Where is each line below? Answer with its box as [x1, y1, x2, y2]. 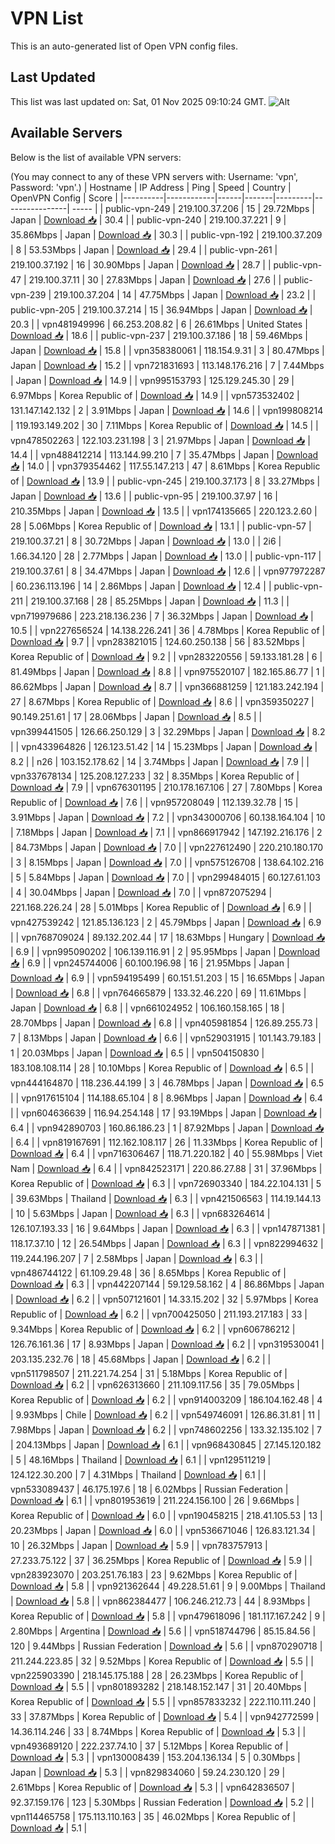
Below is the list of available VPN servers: [10, 151, 182, 163]
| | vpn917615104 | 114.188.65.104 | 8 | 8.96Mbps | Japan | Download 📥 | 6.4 [10, 1092, 323, 1104]
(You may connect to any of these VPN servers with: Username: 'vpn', [10, 170, 299, 182]
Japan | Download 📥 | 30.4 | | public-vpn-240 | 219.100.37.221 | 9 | [10, 213, 287, 226]
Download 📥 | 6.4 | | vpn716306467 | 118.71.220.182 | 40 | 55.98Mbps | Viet [10, 1147, 323, 1159]
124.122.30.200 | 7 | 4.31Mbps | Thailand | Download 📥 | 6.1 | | [10, 1468, 267, 1481]
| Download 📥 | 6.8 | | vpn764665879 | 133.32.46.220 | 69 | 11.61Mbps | [10, 987, 307, 999]
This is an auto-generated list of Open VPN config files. [10, 40, 238, 52]
